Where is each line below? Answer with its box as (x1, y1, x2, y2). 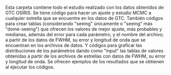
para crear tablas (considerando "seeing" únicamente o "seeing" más (5, 20, 153, 27)
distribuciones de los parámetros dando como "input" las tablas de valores (5, 48, 163, 54)
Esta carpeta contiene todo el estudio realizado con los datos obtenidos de (5, 5, 164, 10)
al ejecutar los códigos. (5, 64, 55, 70)
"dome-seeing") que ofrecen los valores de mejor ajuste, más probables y (5, 26, 162, 32)
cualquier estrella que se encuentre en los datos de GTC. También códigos (5, 15, 163, 21)
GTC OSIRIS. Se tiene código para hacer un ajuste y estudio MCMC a (5, 10, 151, 16)
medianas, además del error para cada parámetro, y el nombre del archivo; (5, 32, 164, 37)
